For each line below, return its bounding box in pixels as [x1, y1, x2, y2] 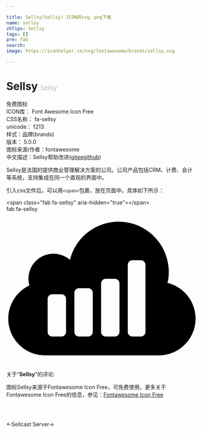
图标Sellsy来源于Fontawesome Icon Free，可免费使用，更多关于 [6, 383, 167, 391]
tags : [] [6, 31, 29, 37]
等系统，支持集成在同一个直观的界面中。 [6, 173, 107, 181]
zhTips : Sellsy [6, 25, 45, 32]
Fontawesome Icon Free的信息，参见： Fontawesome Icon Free [6, 391, 164, 398]
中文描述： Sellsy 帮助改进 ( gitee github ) [6, 153, 101, 161]
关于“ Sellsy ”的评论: [6, 371, 55, 378]
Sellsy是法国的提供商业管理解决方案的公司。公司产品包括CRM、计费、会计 [6, 166, 193, 173]
